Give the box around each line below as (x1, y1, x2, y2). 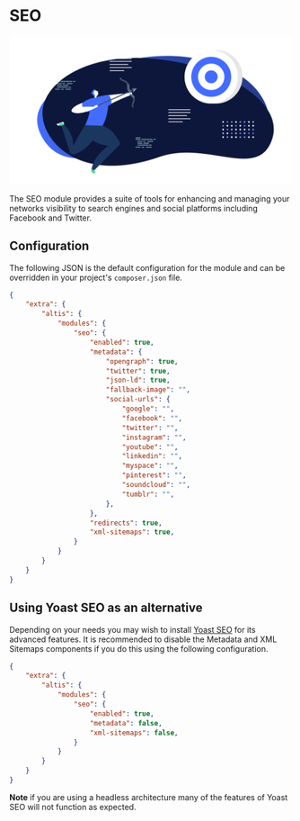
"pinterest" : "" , (121, 471, 187, 480)
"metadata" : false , (89, 718, 163, 727)
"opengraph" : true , (105, 356, 179, 365)
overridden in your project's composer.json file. (9, 272, 182, 283)
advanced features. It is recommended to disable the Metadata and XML (9, 634, 278, 645)
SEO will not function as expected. (9, 801, 137, 812)
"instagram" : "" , (121, 433, 187, 442)
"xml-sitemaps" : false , (89, 728, 179, 737)
